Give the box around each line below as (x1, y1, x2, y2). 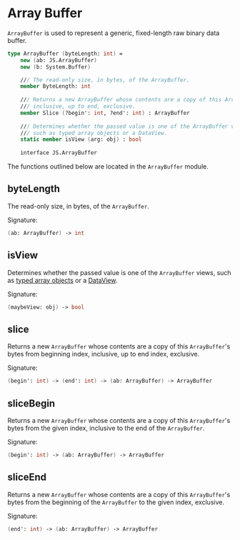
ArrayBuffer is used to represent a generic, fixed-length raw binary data (7, 29, 220, 37)
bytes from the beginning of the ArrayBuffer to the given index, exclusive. (7, 498, 225, 506)
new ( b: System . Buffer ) (20, 63, 91, 71)
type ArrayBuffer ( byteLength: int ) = (7, 50, 123, 57)
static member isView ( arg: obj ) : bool (20, 136, 142, 144)
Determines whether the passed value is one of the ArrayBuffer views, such (7, 268, 231, 276)
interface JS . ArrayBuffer (20, 149, 98, 156)
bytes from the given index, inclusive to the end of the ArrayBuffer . (7, 424, 205, 432)
